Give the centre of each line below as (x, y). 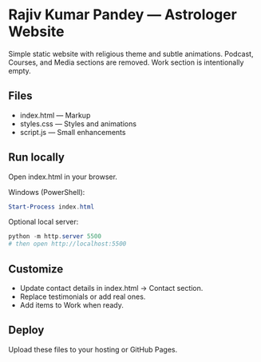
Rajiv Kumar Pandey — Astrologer (123, 15)
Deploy (26, 330)
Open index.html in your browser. (63, 177)
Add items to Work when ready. (71, 305)
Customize (36, 269)
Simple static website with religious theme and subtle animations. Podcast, (131, 54)
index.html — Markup (55, 115)
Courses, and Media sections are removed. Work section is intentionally (126, 62)
